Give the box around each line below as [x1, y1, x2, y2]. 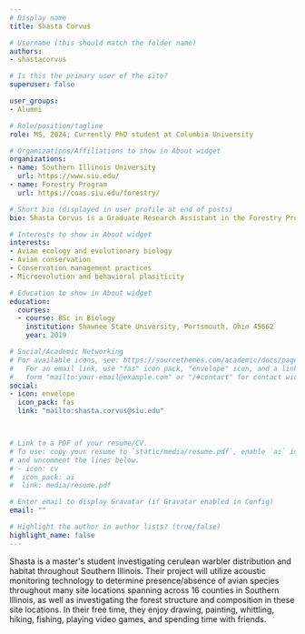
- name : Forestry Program [9, 180, 107, 189]
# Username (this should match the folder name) [9, 38, 197, 47]
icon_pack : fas [17, 398, 75, 408]
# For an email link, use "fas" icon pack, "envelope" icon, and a [9, 364, 279, 373]
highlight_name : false [9, 530, 95, 539]
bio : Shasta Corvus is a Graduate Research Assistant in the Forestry [9, 213, 282, 223]
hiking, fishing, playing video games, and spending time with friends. [9, 613, 267, 624]
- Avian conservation [9, 256, 92, 265]
